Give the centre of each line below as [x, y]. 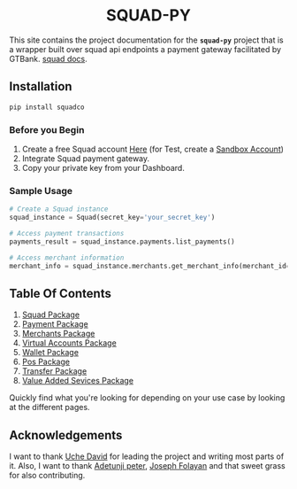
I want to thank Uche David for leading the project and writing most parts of [147, 456]
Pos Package [46, 362]
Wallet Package [50, 353]
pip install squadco [47, 107]
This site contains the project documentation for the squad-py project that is [147, 40]
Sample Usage [41, 190]
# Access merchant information [67, 258]
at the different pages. [49, 407]
